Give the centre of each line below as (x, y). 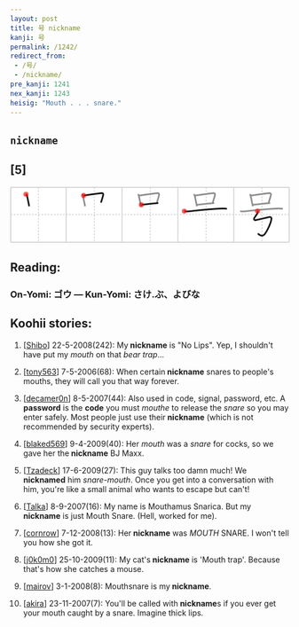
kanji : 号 (28, 37)
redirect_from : (38, 56)
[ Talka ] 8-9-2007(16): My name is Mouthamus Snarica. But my (137, 506)
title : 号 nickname (45, 28)
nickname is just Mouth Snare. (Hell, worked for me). (120, 515)
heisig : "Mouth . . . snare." (66, 103)
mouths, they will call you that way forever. (101, 380)
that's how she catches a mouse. (83, 568)
